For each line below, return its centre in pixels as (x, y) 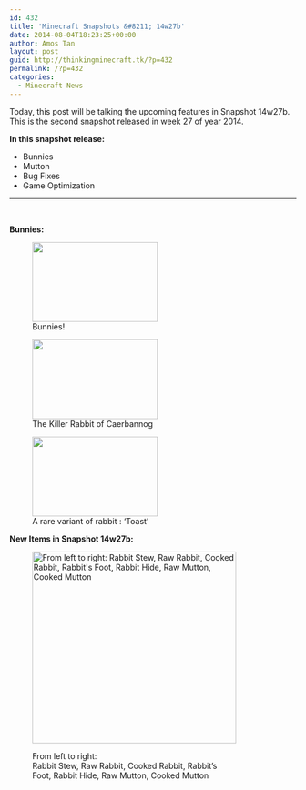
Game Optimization (59, 185)
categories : (32, 77)
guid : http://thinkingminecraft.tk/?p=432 (91, 60)
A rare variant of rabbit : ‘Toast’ (91, 521)
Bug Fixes (41, 176)
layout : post (34, 52)
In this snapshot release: (57, 138)
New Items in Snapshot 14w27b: (71, 539)
